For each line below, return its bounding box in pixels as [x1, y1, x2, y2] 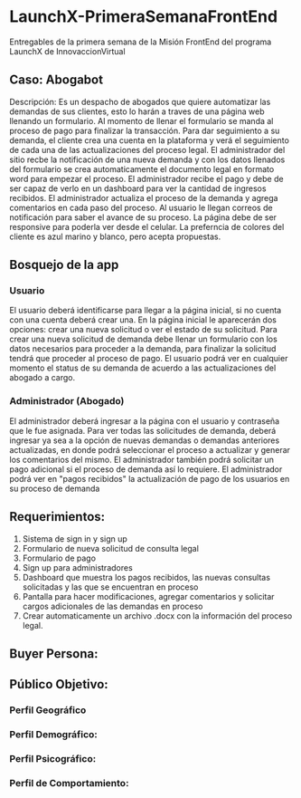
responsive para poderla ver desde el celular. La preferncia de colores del [9, 221, 285, 232]
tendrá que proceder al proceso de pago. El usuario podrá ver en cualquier [9, 353, 288, 364]
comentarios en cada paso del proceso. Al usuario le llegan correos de [9, 202, 273, 213]
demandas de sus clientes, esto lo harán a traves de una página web [9, 106, 265, 117]
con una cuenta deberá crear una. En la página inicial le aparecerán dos [9, 314, 277, 325]
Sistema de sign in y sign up [22, 533, 128, 544]
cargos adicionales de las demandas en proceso [22, 601, 203, 611]
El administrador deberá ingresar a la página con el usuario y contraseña [9, 415, 280, 427]
